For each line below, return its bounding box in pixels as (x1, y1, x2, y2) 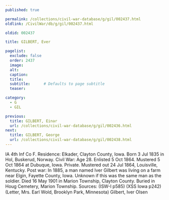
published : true (5, 7, 39, 13)
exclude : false (10, 54, 42, 59)
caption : (10, 72, 28, 77)
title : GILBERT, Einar (10, 118, 58, 124)
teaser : (10, 86, 26, 91)
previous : (5, 114, 26, 119)
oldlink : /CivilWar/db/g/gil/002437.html (5, 21, 94, 26)
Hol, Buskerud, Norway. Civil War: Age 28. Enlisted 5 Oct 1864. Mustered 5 (5, 156, 160, 162)
